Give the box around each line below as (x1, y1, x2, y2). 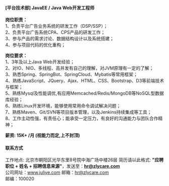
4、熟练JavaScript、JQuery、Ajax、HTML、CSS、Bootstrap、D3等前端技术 (5, 78, 164, 84)
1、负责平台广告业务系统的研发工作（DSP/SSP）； (5, 23, 108, 29)
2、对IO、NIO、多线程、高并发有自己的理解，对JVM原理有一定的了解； (5, 65, 154, 71)
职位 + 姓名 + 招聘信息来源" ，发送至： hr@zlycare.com (5, 163, 120, 169)
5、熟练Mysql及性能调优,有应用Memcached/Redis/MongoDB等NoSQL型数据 (5, 90, 164, 97)
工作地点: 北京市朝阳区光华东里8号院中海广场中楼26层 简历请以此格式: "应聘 (5, 157, 164, 163)
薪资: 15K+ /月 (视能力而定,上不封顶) (5, 132, 80, 138)
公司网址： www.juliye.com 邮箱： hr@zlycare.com (5, 169, 109, 175)
